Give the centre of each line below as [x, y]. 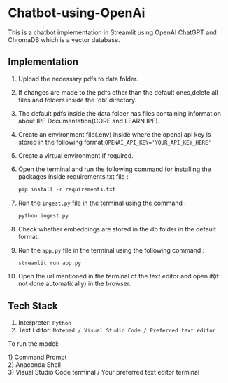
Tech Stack [33, 305]
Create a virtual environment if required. [76, 155]
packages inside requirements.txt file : [73, 176]
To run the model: [33, 344]
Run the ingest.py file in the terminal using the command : [102, 203]
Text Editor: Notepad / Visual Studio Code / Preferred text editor [117, 330]
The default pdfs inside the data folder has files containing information [119, 113]
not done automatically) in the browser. [74, 284]
